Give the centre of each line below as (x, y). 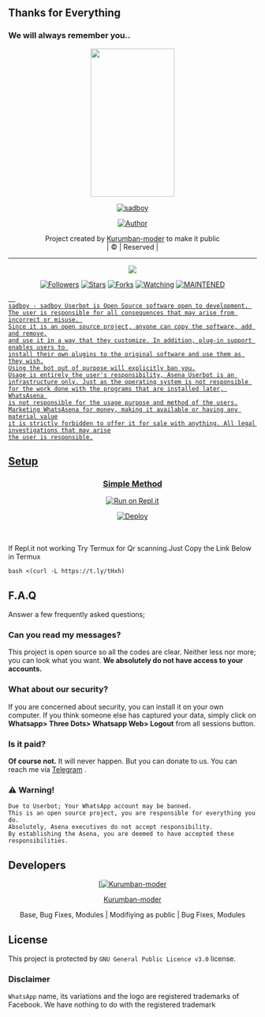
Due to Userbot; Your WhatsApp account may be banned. (100, 806)
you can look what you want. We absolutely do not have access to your (125, 661)
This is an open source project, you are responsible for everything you (132, 813)
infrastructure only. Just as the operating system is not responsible (128, 382)
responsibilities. (38, 841)
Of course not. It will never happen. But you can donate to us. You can (123, 761)
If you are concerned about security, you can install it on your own (116, 706)
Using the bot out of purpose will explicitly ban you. (102, 368)
